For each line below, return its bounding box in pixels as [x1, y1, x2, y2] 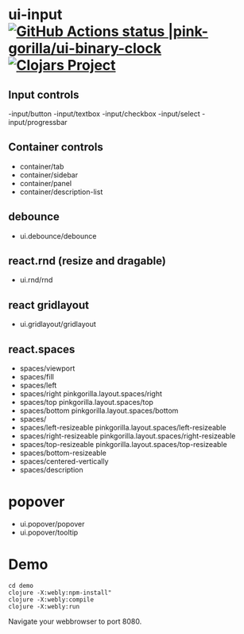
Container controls [8, 141, 103, 154]
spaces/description [19, 465, 83, 475]
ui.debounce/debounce [19, 231, 97, 240]
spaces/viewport [19, 364, 76, 373]
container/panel [19, 178, 72, 188]
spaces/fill [19, 372, 54, 382]
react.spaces [8, 342, 76, 356]
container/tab [19, 161, 64, 171]
